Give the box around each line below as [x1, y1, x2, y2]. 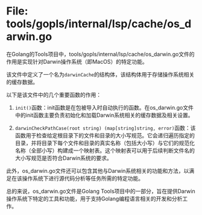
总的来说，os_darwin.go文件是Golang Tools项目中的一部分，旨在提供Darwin [6, 187, 195, 195]
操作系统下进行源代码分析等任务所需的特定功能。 [22, 175, 144, 182]
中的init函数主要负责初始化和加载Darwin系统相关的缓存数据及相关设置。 [14, 111, 194, 119]
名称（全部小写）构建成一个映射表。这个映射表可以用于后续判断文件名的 [14, 146, 195, 154]
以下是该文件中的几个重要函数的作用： [6, 91, 101, 98]
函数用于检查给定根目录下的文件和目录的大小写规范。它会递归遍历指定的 [14, 131, 195, 139]
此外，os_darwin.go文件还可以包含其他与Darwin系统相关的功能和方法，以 [6, 167, 189, 174]
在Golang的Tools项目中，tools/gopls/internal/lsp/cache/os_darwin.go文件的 [6, 50, 195, 58]
